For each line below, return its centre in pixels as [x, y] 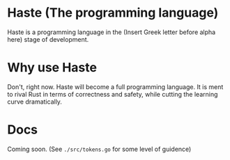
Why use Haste [52, 68]
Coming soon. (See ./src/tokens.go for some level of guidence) [99, 149]
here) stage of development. [48, 39]
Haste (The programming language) [113, 13]
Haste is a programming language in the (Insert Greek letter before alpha [112, 32]
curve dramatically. [35, 102]
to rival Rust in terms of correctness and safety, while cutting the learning [113, 94]
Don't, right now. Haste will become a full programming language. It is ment [115, 87]
